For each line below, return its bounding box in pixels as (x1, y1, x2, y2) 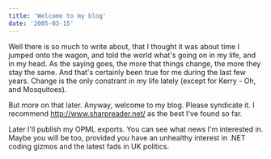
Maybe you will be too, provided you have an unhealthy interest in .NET (8, 132, 246, 142)
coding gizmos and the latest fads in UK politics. (8, 141, 170, 151)
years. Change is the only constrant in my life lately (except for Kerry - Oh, (8, 76, 256, 86)
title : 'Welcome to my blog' (8, 11, 107, 20)
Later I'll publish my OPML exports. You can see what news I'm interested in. (8, 124, 264, 134)
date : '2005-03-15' (8, 19, 74, 27)
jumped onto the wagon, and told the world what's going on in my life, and (8, 50, 256, 60)
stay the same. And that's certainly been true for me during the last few (8, 67, 247, 77)
